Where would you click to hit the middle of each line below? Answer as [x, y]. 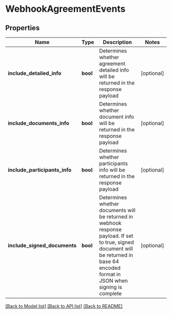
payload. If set [116, 236]
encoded [110, 268]
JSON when [113, 281]
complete [110, 294]
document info [116, 117]
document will [116, 249]
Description [117, 42]
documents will [117, 210]
